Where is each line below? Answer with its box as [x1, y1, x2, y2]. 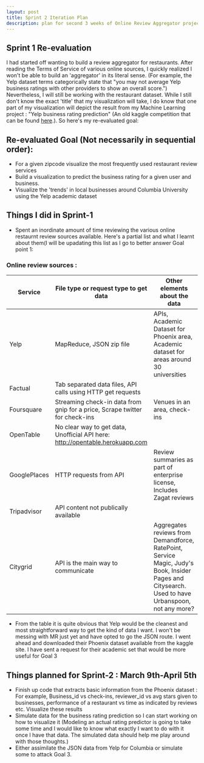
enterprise [153, 471, 183, 479]
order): [6, 144, 33, 154]
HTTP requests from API [55, 471, 124, 479]
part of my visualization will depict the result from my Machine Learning [6, 104, 186, 111]
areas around [153, 355, 191, 364]
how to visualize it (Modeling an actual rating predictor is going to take [15, 718, 191, 725]
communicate [55, 567, 94, 575]
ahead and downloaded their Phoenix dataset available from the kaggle [15, 640, 194, 647]
